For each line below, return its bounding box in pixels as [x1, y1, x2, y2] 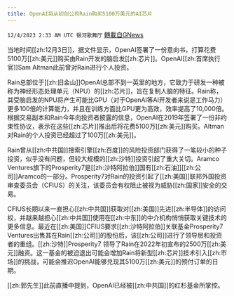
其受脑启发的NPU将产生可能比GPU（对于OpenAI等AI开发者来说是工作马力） [7, 96, 227, 104]
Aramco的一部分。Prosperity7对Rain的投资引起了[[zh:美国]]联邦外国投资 [18, 172, 227, 180]
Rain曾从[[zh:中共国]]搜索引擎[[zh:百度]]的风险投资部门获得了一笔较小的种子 [7, 146, 228, 154]
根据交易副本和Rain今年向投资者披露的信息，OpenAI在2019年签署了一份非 [7, 113, 221, 122]
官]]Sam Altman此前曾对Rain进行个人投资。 [7, 63, 133, 71]
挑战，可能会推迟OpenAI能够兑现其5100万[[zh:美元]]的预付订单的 [24, 257, 212, 266]
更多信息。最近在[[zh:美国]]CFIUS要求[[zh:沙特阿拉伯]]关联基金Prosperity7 [7, 222, 223, 231]
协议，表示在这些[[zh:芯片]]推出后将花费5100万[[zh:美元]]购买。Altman [19, 122, 224, 130]
